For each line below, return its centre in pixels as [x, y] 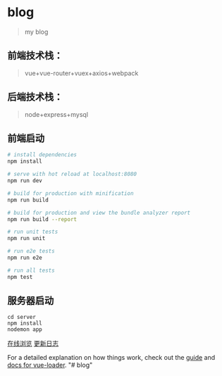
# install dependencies [42, 155]
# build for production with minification [70, 193]
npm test [20, 277]
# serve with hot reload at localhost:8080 [72, 174]
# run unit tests [33, 232]
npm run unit [26, 239]
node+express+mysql [56, 114]
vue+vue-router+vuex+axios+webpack [81, 73]
